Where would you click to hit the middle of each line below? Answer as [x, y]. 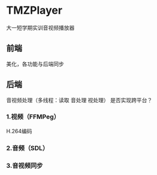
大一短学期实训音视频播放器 [40, 27]
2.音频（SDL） [28, 148]
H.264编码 [19, 131]
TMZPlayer [34, 10]
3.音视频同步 [25, 165]
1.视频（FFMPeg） [33, 117]
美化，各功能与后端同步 [35, 64]
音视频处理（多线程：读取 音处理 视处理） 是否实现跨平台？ [79, 100]
